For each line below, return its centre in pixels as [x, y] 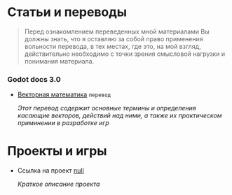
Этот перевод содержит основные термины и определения [107, 108]
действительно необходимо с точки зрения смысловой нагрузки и [125, 54]
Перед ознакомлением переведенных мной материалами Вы [117, 31]
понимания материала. [59, 61]
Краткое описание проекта [59, 184]
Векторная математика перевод [64, 94]
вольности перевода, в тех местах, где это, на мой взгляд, [112, 46]
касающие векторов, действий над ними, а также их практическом [120, 115]
